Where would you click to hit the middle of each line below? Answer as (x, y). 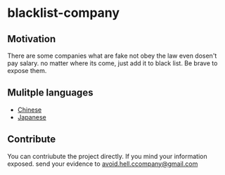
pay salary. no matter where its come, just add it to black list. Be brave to (112, 63)
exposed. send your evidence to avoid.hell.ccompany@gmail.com (103, 164)
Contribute (32, 140)
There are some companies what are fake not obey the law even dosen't (112, 56)
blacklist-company (64, 13)
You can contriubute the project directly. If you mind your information (107, 156)
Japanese (32, 117)
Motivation (32, 39)
